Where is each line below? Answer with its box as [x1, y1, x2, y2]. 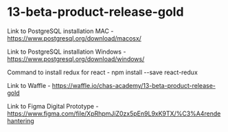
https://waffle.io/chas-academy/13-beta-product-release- [52, 81, 216, 89]
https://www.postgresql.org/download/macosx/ [7, 34, 142, 42]
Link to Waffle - [7, 81, 51, 89]
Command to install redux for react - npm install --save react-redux [7, 68, 198, 76]
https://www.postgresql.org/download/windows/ [7, 54, 145, 63]
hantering [7, 116, 34, 124]
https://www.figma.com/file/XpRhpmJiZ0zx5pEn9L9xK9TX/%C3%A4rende [7, 109, 221, 118]
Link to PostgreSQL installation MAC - [7, 27, 114, 35]
